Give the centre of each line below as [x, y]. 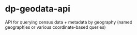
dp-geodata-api [38, 9]
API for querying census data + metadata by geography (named [69, 22]
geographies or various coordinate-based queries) [55, 27]
